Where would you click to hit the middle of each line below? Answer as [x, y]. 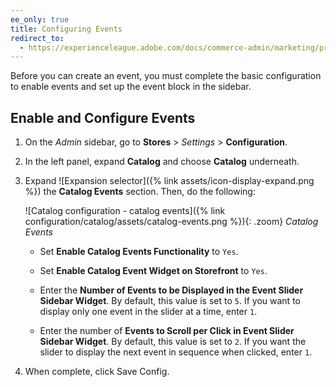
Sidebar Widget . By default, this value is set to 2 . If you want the [173, 342]
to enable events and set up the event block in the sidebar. [131, 87]
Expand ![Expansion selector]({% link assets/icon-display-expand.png [169, 181]
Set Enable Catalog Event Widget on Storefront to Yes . [153, 271]
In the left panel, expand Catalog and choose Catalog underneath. [162, 162]
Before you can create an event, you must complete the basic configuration [166, 76]
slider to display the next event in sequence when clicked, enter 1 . [176, 352]
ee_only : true [40, 19]
